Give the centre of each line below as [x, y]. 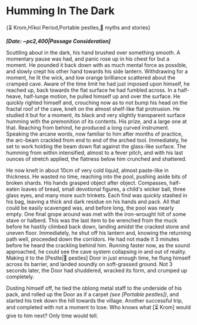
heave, [14, 96]
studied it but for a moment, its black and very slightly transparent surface [96, 115]
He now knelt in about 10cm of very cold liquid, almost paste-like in [87, 170]
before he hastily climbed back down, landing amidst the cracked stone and [98, 226]
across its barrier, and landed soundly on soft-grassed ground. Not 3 [89, 264]
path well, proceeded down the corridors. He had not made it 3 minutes [93, 239]
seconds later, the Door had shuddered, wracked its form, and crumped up [97, 270]
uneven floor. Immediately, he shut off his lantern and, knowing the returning [98, 233]
